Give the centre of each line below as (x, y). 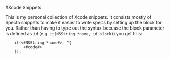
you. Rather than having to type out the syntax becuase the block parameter (85, 28)
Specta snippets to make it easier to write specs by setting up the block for (84, 23)
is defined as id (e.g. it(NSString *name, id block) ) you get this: (74, 33)
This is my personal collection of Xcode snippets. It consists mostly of (78, 17)
